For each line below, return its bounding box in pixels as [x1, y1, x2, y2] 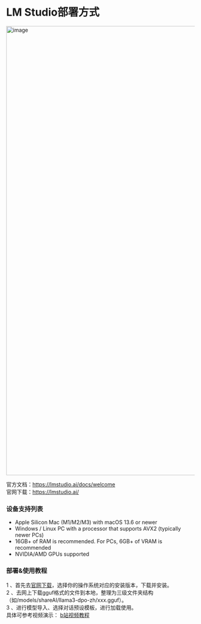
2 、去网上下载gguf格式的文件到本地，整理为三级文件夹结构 [6, 589, 154, 596]
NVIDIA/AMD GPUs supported [14, 550, 90, 558]
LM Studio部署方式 [6, 5, 100, 19]
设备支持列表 [6, 504, 44, 513]
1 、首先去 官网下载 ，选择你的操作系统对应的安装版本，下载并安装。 [6, 581, 172, 589]
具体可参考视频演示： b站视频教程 [6, 611, 90, 619]
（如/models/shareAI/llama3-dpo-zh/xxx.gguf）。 [6, 596, 127, 604]
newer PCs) [14, 531, 44, 539]
